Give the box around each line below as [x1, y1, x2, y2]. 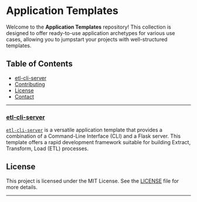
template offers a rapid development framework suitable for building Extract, [6, 139, 191, 146]
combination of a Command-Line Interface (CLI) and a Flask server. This [6, 133, 181, 140]
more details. [6, 183, 38, 190]
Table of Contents [6, 59, 73, 69]
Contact [14, 93, 34, 100]
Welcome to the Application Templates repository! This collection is [6, 23, 171, 30]
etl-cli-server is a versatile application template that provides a [6, 127, 163, 134]
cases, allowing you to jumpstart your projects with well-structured [6, 36, 168, 43]
